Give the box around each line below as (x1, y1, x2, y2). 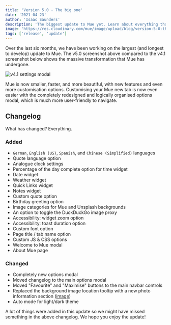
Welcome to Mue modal (12, 242, 63, 248)
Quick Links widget (12, 182, 53, 188)
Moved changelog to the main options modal (12, 277, 107, 283)
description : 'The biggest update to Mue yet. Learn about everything (5, 21, 158, 27)
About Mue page (12, 248, 48, 254)
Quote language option (12, 155, 61, 161)
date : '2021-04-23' (5, 12, 47, 17)
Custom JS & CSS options (12, 236, 67, 242)
